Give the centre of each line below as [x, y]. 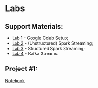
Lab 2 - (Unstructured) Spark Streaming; [53, 43]
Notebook [15, 80]
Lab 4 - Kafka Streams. [35, 53]
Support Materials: [34, 26]
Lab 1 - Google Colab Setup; [40, 38]
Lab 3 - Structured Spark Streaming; [48, 48]
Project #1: [21, 69]
